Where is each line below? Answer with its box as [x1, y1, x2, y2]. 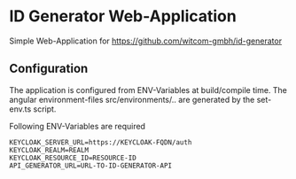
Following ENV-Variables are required [9, 121, 146, 131]
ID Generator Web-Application [9, 6, 237, 27]
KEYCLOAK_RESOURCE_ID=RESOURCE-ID [9, 153, 137, 162]
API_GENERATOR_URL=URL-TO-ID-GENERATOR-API [9, 161, 173, 170]
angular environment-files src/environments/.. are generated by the [9, 94, 255, 105]
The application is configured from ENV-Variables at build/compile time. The [9, 84, 288, 95]
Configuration [9, 61, 89, 76]
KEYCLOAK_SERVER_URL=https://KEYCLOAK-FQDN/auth [9, 137, 192, 147]
